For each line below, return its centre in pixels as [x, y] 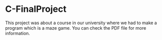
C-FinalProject [36, 9]
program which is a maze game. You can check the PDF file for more [76, 28]
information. [18, 33]
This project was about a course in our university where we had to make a [81, 23]
